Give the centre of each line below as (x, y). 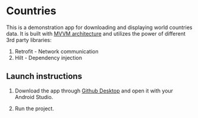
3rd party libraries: (29, 40)
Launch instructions (44, 76)
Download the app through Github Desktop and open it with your (94, 91)
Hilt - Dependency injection (48, 58)
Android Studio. (34, 97)
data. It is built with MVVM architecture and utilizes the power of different (96, 33)
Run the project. (34, 109)
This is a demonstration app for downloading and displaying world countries (99, 27)
